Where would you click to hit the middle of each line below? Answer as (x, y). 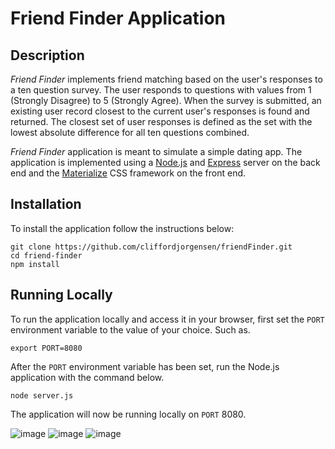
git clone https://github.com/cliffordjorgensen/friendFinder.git (151, 247)
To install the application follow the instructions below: (122, 228)
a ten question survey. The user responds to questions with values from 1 (161, 90)
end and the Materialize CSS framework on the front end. (128, 173)
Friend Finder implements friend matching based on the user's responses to (166, 79)
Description (47, 55)
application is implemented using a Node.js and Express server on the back (165, 162)
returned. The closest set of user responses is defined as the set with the (161, 121)
